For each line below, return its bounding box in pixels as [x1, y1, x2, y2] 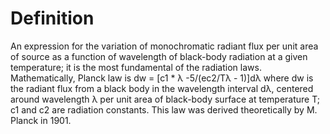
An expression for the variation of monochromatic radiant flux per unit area [10, 40, 319, 52]
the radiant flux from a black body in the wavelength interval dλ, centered [10, 82, 314, 94]
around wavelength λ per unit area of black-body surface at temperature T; [10, 93, 320, 105]
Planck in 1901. [10, 114, 72, 126]
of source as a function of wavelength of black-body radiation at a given [10, 50, 308, 62]
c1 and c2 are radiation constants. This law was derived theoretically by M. [10, 103, 318, 116]
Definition [10, 7, 95, 30]
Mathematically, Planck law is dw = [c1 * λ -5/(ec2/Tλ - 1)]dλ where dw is [10, 72, 314, 84]
